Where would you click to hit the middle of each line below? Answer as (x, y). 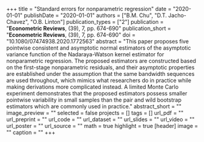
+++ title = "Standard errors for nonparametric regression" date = (89, 9)
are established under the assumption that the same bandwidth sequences (100, 74)
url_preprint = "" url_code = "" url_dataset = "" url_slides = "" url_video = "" (100, 119)
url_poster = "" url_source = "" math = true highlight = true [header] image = (102, 126)
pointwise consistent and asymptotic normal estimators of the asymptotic (99, 48)
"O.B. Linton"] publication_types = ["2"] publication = (97, 22)
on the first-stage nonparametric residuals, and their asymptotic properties (100, 67)
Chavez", (18, 22)
